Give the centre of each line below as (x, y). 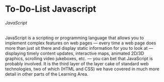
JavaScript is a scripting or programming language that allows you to (75, 38)
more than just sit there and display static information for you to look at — (79, 48)
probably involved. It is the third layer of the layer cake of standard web (77, 64)
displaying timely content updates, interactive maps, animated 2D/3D (75, 53)
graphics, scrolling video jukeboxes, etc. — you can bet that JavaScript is (79, 59)
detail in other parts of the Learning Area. (47, 74)
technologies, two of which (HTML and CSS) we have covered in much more (82, 69)
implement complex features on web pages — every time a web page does (81, 43)
